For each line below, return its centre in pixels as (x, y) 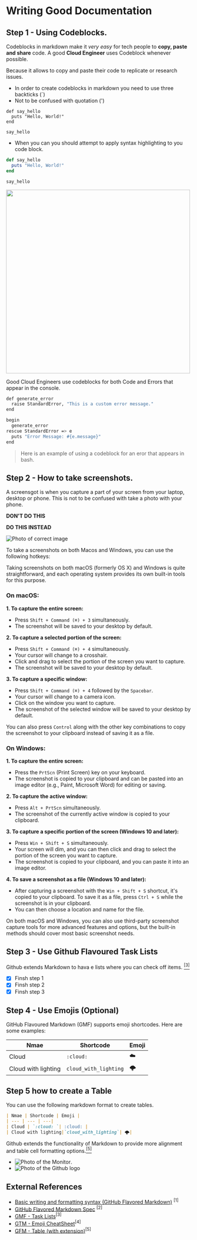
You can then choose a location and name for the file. (79, 909)
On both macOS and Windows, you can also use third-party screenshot (93, 921)
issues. (15, 77)
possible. (17, 59)
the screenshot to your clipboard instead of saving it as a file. (80, 733)
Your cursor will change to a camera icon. (65, 696)
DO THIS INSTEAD (29, 527)
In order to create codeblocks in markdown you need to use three (94, 88)
